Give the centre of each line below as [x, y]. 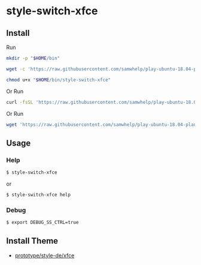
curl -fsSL [20, 102]
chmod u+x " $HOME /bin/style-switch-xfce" [59, 80]
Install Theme [32, 241]
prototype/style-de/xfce [45, 255]
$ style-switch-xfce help [38, 195]
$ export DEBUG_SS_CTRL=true [42, 223]
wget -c [16, 69]
